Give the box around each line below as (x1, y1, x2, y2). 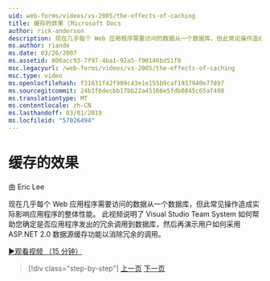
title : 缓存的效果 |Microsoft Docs (8, 19, 122, 27)
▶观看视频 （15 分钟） (8, 246, 83, 256)
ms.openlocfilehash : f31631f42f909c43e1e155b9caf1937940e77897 (8, 79, 225, 87)
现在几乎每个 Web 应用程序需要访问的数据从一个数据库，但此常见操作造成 (8, 199, 253, 209)
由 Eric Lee (8, 182, 45, 192)
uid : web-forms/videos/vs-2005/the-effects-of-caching (8, 11, 196, 20)
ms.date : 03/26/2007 (8, 49, 78, 57)
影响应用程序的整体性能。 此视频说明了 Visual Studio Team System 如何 (14, 209, 253, 218)
